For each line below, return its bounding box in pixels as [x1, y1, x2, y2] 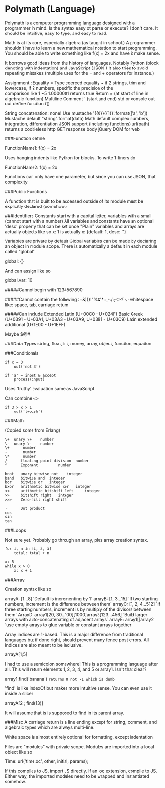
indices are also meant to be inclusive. [5, 642, 83, 648]
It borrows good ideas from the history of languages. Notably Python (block [5, 60, 159, 66]
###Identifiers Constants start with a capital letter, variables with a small [5, 213, 152, 219]
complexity [5, 179, 28, 185]
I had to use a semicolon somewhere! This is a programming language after [5, 661, 158, 667]
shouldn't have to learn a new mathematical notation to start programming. [5, 45, 157, 51]
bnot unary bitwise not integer [5, 471, 83, 476]
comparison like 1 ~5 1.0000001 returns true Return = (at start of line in [5, 90, 149, 96]
